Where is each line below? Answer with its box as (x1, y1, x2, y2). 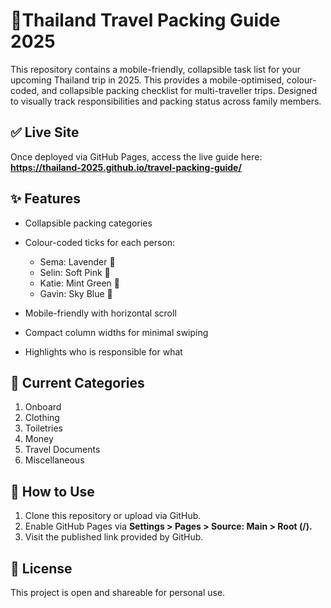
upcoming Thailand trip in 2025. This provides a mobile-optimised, (10, 74, 285, 86)
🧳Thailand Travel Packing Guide (10, 9, 281, 32)
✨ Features (10, 190, 81, 208)
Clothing (24, 412, 60, 424)
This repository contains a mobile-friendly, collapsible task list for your (10, 63, 301, 75)
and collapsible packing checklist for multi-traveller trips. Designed (41, 84, 318, 96)
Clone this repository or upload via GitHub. (24, 510, 202, 522)
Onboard (24, 401, 62, 413)
